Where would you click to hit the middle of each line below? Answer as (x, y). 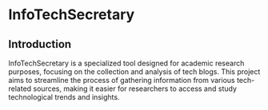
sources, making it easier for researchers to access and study (135, 88)
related (20, 88)
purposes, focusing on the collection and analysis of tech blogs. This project (134, 72)
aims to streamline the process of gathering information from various (122, 80)
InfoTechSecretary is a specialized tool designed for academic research (126, 63)
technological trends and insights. (64, 97)
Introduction (40, 44)
